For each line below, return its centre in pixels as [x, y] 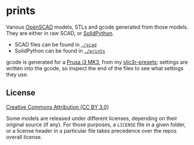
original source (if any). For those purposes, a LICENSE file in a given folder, [96, 125]
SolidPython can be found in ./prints [60, 50]
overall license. [24, 137]
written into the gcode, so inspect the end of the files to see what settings [95, 68]
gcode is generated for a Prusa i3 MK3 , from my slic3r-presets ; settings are [97, 62]
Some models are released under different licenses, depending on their [92, 118]
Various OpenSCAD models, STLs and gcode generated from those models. [97, 27]
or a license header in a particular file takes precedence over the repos [91, 130]
